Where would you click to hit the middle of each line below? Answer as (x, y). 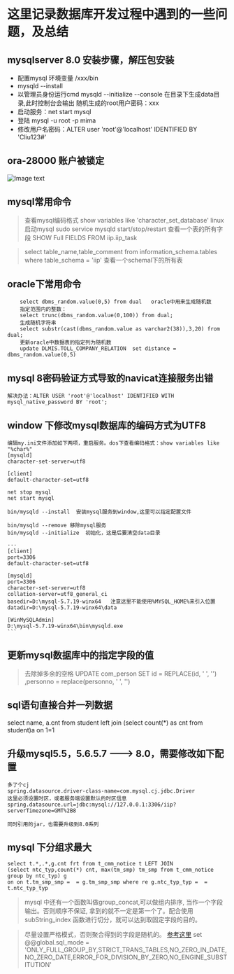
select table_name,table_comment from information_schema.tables (121, 251)
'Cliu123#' (32, 137)
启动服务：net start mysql (54, 112)
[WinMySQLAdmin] (31, 620)
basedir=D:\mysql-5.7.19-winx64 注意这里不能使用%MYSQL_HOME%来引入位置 (111, 602)
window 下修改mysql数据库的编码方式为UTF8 (107, 425)
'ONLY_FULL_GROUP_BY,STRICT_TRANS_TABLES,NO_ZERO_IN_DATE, (125, 950)
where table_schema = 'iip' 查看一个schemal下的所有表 (103, 260)
